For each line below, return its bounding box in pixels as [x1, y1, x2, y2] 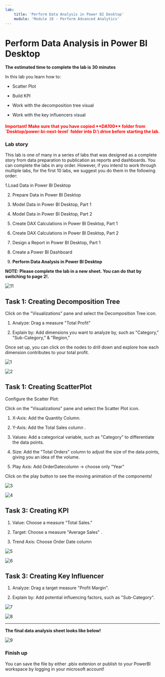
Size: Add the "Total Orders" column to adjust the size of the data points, [12, 449, 160, 454]
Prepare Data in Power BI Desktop [12, 192, 81, 198]
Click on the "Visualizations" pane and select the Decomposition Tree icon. [5, 311, 157, 317]
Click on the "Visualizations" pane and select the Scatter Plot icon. [5, 405, 140, 411]
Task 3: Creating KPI [5, 507, 69, 515]
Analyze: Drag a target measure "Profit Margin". [12, 585, 109, 591]
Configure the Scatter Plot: [5, 396, 59, 402]
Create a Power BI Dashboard [12, 249, 73, 255]
